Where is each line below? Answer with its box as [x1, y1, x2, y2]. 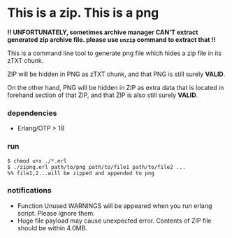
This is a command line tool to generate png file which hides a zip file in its [7, 49, 222, 57]
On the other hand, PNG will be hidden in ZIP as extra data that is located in [7, 83, 224, 91]
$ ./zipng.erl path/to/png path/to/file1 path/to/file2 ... [7, 163, 187, 170]
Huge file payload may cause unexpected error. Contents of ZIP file [17, 216, 212, 225]
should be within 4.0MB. [17, 223, 87, 232]
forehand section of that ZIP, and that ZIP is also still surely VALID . [7, 91, 198, 99]
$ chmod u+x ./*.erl [7, 157, 68, 165]
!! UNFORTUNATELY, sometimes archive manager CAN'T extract [7, 28, 198, 36]
